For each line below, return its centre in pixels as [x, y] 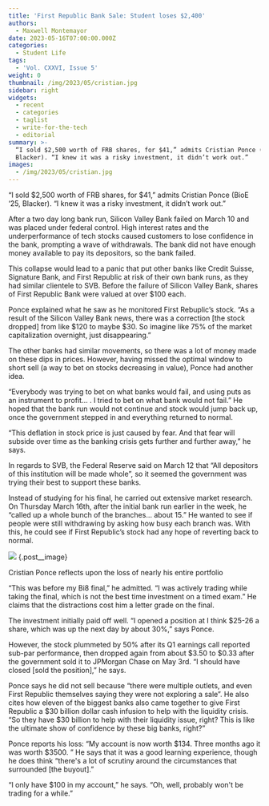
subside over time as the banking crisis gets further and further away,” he [130, 441]
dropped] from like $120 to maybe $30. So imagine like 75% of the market [130, 326]
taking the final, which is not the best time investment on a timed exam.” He [132, 596]
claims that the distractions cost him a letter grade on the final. [111, 605]
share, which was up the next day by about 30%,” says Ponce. [111, 629]
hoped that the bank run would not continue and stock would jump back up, [133, 409]
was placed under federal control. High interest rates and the [109, 228]
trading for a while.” [41, 793]
